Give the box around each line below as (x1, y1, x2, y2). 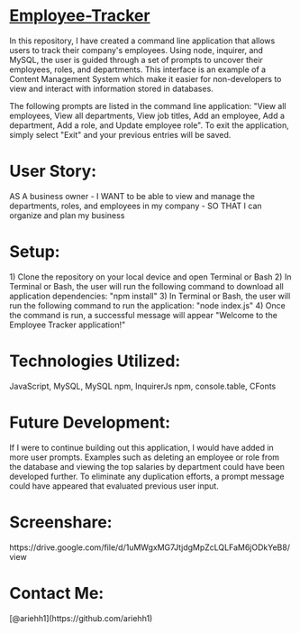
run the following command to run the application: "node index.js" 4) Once (9, 299, 286, 311)
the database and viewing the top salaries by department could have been (9, 461, 286, 472)
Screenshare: (9, 511, 113, 532)
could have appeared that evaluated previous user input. (9, 480, 219, 491)
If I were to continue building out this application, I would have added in (9, 442, 275, 453)
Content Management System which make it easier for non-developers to (9, 73, 282, 84)
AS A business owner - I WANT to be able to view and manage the (9, 190, 255, 201)
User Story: (9, 161, 97, 181)
